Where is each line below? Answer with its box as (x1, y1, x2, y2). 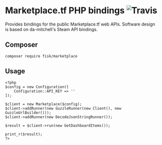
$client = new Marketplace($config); (5, 101, 82, 107)
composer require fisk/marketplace (5, 54, 78, 58)
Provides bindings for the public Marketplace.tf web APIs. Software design (5, 21, 156, 27)
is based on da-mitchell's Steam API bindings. (5, 26, 98, 32)
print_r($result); (5, 132, 43, 137)
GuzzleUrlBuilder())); (5, 110, 51, 115)
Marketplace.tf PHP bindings (5, 5, 125, 16)
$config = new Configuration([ (5, 84, 69, 89)
